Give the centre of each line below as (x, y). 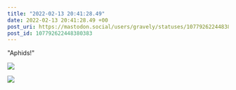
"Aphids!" (21, 53)
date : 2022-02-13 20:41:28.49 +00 (58, 20)
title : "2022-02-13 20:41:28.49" (56, 14)
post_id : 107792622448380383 (50, 33)
